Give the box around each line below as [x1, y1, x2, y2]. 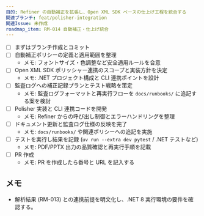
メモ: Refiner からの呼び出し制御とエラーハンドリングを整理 [23, 113, 175, 120]
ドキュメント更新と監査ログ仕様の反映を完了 [14, 120, 128, 127]
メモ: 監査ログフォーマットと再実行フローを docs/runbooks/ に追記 [23, 89, 192, 97]
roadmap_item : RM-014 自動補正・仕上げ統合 [5, 26, 109, 32]
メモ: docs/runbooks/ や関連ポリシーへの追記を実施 [23, 128, 153, 135]
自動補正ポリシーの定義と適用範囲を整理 [14, 51, 117, 59]
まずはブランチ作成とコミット [14, 43, 90, 51]
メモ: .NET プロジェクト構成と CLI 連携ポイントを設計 [23, 74, 159, 81]
